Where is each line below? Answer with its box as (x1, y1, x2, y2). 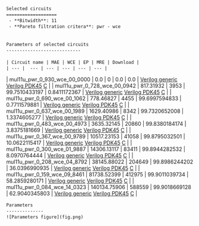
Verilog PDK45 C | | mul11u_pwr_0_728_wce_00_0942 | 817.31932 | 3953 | (6, 82, 185, 89)
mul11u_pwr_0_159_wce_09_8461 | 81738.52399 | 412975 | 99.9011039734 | (6, 171, 189, 178)
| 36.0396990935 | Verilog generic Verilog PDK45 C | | (6, 165, 140, 172)
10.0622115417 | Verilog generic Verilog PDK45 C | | (6, 140, 132, 146)
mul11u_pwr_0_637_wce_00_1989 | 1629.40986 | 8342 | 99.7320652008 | (6, 107, 184, 114)
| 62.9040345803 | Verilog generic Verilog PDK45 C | (6, 190, 138, 197)
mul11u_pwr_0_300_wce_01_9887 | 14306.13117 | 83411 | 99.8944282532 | (6, 145, 186, 153)
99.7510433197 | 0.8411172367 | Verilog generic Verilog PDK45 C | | (6, 89, 172, 95)
